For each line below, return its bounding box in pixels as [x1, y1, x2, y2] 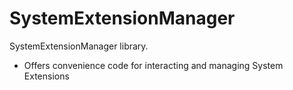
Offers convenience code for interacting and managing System [23, 59, 284, 71]
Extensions [23, 70, 70, 82]
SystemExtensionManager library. [9, 40, 149, 52]
